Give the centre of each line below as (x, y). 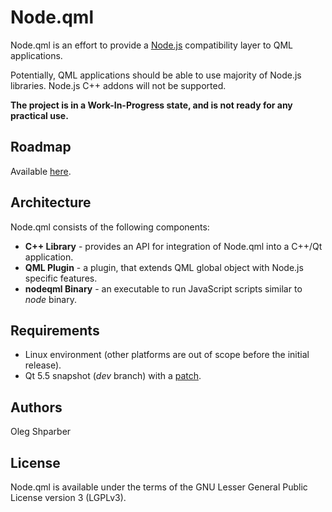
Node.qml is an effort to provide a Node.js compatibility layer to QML (151, 45)
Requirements (55, 330)
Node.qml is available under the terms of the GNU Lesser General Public (159, 487)
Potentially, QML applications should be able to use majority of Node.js (156, 75)
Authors (36, 407)
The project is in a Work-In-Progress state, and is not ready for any (151, 105)
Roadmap (41, 147)
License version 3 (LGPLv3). (68, 497)
